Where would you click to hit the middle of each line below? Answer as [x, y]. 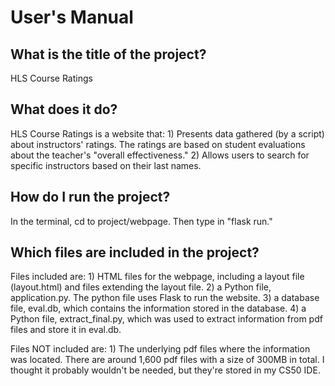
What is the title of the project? [108, 54]
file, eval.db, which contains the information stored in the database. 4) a [158, 308]
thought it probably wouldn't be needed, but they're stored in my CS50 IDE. [165, 370]
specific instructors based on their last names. [106, 165]
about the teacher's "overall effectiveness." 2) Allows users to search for [160, 155]
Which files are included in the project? [135, 252]
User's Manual [72, 17]
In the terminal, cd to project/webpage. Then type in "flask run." [141, 221]
